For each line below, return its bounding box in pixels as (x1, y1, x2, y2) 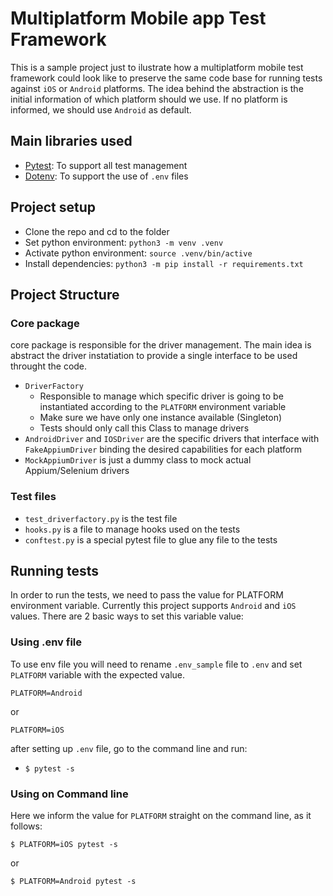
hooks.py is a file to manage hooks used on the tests (24, 523, 241, 535)
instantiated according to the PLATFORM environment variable (39, 401, 287, 413)
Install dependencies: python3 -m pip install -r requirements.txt (24, 257, 304, 269)
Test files (10, 490, 57, 504)
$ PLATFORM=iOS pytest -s (10, 839, 118, 849)
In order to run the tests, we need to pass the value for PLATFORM (10, 589, 284, 601)
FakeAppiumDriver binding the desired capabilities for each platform (24, 443, 302, 456)
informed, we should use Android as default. (10, 103, 192, 116)
